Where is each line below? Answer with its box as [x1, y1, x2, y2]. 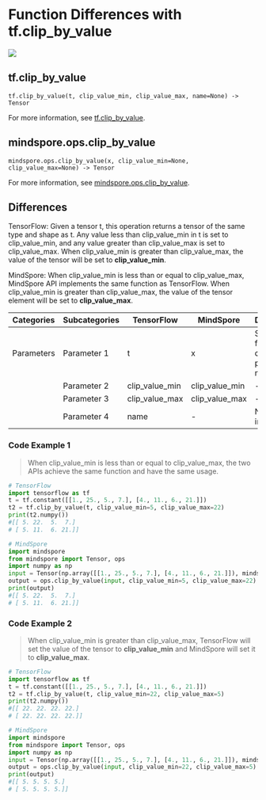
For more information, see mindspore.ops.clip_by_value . [8, 177, 190, 187]
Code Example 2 [8, 618, 73, 629]
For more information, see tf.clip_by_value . [8, 112, 146, 122]
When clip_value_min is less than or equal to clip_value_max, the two [27, 458, 251, 467]
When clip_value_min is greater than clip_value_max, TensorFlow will [27, 635, 251, 645]
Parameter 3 [63, 394, 109, 405]
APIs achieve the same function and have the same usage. [27, 466, 219, 476]
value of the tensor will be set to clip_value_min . [8, 255, 166, 265]
